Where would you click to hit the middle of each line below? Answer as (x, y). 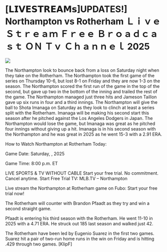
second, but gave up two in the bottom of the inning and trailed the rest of (81, 91)
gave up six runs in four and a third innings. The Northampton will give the (81, 102)
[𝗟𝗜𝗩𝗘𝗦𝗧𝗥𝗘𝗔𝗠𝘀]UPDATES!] (66, 9)
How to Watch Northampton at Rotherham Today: (56, 144)
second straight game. (28, 208)
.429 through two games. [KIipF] (39, 244)
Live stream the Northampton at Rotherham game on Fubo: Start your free (81, 188)
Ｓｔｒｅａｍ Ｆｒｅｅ (50, 34)
